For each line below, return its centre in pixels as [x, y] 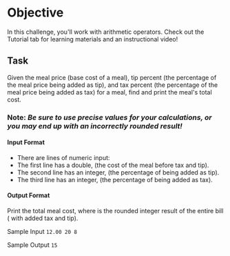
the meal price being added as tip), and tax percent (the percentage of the [113, 85]
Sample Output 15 [32, 245]
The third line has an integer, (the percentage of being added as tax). [115, 179]
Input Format [26, 142]
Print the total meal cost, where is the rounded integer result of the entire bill [115, 211]
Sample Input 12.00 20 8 [42, 232]
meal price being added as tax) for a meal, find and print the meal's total [109, 92]
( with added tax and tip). [43, 218]
